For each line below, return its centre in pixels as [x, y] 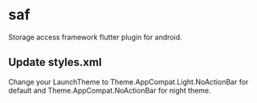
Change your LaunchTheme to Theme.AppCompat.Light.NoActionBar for [128, 81]
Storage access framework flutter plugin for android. [95, 37]
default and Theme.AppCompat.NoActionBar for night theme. [110, 90]
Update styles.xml [55, 62]
